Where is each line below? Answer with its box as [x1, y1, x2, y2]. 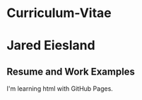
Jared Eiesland [6, 38, 96, 54]
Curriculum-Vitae [6, 5, 112, 21]
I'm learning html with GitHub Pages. [6, 84, 114, 93]
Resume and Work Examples [6, 65, 136, 77]
